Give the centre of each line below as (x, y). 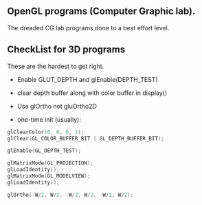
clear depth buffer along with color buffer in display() (92, 93)
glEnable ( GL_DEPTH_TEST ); (44, 151)
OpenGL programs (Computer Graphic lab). (101, 11)
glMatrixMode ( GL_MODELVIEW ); (49, 176)
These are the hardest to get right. (56, 66)
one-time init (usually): (49, 119)
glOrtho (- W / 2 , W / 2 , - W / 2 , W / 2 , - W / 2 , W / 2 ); (70, 195)
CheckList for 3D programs (66, 50)
